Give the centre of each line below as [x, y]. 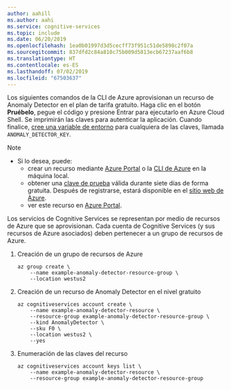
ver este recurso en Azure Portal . [75, 206]
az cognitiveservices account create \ [75, 305]
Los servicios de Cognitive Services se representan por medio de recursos [114, 219]
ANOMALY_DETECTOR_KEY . [39, 134]
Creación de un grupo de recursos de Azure [80, 254]
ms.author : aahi [30, 20]
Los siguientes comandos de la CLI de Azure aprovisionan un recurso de [111, 98]
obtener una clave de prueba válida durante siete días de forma [118, 183]
